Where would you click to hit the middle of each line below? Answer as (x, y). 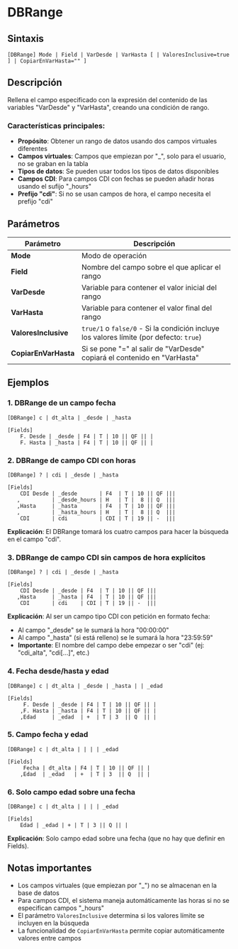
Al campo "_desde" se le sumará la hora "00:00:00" (93, 630)
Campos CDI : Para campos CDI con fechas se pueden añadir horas (116, 179)
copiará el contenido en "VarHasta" (140, 357)
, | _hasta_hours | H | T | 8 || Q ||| (96, 512)
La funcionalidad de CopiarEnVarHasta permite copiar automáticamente (121, 931)
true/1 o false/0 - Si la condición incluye (150, 328)
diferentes (33, 149)
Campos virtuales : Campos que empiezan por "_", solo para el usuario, (122, 156)
